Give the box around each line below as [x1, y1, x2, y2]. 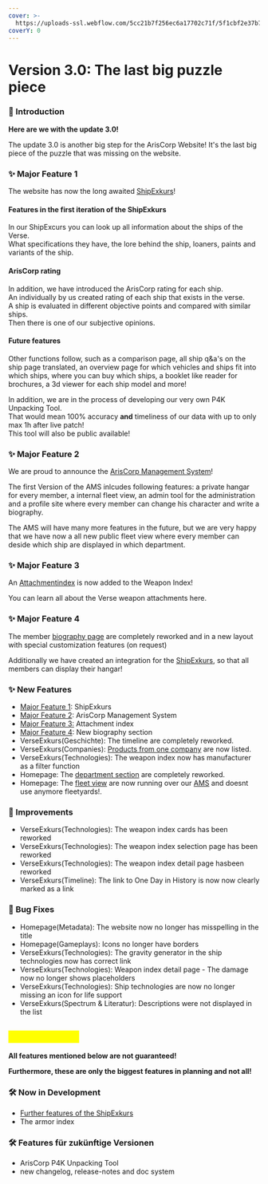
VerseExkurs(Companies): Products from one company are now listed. [19, 744, 252, 754]
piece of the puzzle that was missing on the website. [8, 148, 181, 158]
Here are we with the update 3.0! [8, 124, 120, 134]
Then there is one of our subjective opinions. [8, 318, 156, 327]
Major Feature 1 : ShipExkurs [19, 701, 112, 711]
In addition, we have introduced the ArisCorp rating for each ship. [8, 284, 223, 294]
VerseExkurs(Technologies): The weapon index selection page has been [19, 842, 258, 851]
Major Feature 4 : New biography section [19, 727, 153, 736]
